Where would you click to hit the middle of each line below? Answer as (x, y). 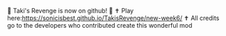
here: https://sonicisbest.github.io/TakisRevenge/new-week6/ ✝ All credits (113, 18)
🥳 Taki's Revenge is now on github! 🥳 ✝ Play (71, 11)
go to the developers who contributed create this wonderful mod (100, 25)
